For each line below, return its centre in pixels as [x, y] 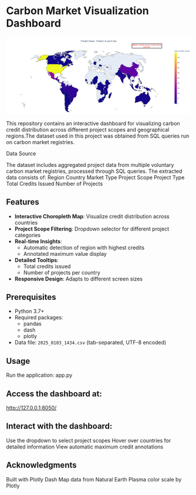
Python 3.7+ [29, 311]
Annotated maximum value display [65, 253]
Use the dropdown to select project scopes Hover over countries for [89, 440]
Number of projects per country [62, 272]
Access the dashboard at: [54, 394]
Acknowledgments [42, 465]
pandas [33, 324]
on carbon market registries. [40, 142]
